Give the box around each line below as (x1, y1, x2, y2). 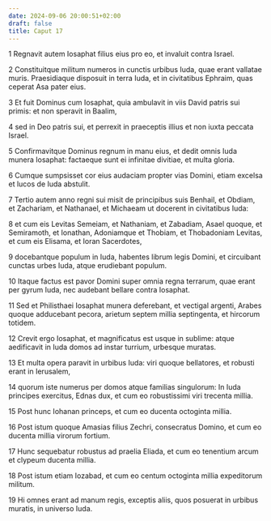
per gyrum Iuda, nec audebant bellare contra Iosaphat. (8, 285, 190, 295)
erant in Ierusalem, (8, 366, 71, 377)
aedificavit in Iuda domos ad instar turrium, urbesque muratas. (8, 342, 217, 352)
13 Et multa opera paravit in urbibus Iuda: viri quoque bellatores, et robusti (8, 358, 255, 368)
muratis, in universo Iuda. (8, 504, 93, 514)
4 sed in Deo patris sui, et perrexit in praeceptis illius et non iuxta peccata (8, 122, 254, 132)
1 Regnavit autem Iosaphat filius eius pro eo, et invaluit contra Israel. (8, 49, 235, 59)
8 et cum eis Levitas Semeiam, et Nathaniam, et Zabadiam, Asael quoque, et (8, 220, 263, 229)
